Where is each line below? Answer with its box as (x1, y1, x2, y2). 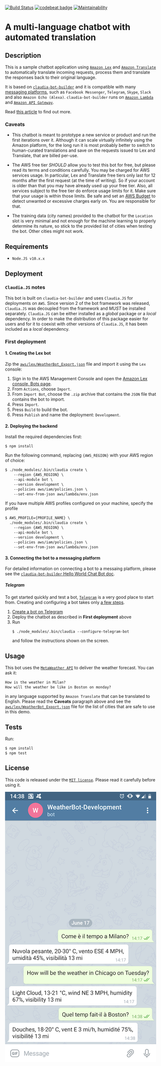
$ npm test (5, 750, 27, 756)
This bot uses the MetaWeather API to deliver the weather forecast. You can (5, 665, 154, 671)
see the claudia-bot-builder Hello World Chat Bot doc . (5, 571, 115, 577)
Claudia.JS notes (5, 284, 45, 291)
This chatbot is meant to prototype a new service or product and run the (12, 132, 156, 138)
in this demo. (5, 709, 31, 715)
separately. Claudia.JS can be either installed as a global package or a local (5, 310, 156, 316)
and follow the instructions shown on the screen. (12, 638, 110, 644)
